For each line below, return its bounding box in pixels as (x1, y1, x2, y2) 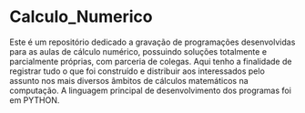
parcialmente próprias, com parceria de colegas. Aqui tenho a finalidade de (9, 56, 292, 67)
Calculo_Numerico (9, 6, 153, 27)
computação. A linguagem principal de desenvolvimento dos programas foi (9, 85, 291, 96)
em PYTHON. (9, 94, 60, 106)
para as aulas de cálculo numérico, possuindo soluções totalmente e (9, 46, 267, 56)
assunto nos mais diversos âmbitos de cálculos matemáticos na (9, 75, 249, 86)
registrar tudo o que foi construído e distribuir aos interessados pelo (9, 66, 266, 77)
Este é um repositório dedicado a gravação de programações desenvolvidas (9, 36, 296, 47)
